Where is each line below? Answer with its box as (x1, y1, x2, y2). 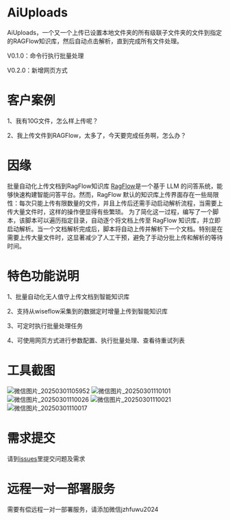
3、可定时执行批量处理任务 (7, 321, 84, 330)
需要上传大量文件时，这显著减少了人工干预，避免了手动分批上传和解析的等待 (7, 233, 223, 241)
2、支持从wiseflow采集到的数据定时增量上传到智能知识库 (7, 307, 168, 315)
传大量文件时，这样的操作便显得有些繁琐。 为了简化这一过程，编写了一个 (7, 207, 213, 215)
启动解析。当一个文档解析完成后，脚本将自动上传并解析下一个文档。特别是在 (7, 224, 223, 233)
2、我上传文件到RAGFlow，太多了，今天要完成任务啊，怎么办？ (7, 131, 187, 139)
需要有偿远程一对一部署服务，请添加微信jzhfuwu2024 (7, 505, 159, 513)
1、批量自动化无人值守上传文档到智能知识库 (7, 292, 130, 300)
